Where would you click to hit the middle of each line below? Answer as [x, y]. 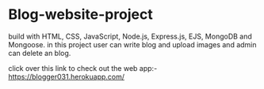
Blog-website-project [80, 15]
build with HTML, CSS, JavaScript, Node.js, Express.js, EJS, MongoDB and [130, 36]
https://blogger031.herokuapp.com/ [67, 76]
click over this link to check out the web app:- [83, 68]
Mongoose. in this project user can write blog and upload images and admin [132, 44]
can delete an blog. [40, 53]
